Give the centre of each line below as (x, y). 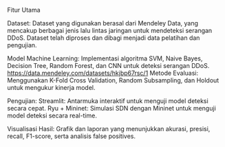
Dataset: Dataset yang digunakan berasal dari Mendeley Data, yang (103, 23)
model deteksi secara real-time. (52, 115)
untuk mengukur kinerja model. (51, 88)
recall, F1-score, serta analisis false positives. (72, 136)
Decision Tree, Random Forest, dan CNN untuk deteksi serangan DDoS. (108, 66)
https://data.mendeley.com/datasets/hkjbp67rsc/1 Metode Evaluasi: (103, 73)
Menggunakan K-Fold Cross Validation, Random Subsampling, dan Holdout (113, 80)
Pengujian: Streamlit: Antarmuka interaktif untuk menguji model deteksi (108, 101)
